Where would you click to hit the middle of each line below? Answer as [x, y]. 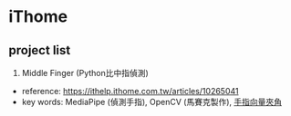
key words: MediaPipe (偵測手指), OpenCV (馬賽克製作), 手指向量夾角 [151, 102]
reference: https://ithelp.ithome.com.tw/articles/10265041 [130, 91]
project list [40, 50]
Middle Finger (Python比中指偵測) [85, 73]
